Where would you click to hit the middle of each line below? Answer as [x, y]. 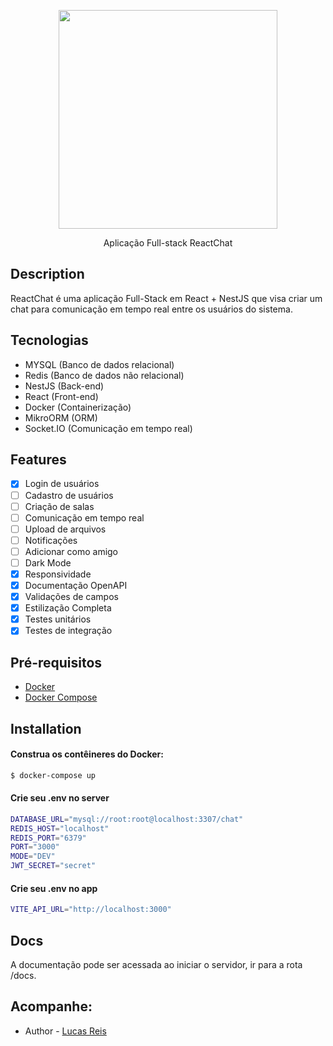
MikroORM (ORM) [61, 417]
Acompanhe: [51, 1006]
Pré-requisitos [56, 662]
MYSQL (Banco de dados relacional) [99, 364]
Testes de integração [68, 631]
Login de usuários [62, 484]
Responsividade [58, 574]
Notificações [51, 540]
